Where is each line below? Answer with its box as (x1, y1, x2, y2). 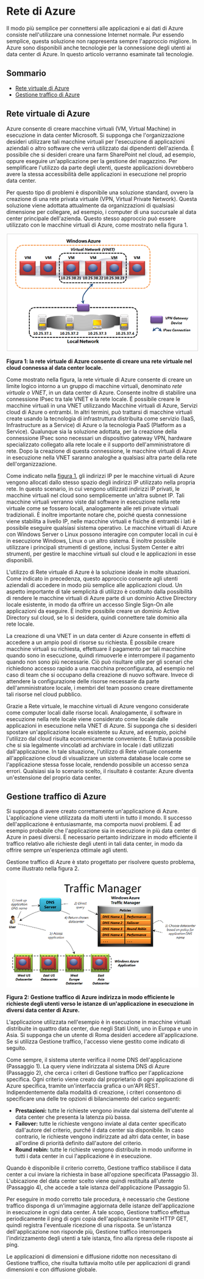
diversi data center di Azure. (6, 1006, 80, 1014)
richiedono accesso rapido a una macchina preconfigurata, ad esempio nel (6, 664, 195, 672)
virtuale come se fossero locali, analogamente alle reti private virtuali (6, 504, 179, 511)
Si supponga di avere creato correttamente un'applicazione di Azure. (6, 808, 180, 815)
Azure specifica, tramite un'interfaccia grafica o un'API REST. (6, 1082, 160, 1090)
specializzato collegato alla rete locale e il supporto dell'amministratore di (6, 441, 191, 448)
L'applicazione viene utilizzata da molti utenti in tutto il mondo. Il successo (6, 814, 192, 821)
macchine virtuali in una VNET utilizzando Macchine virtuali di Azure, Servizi (6, 401, 198, 409)
